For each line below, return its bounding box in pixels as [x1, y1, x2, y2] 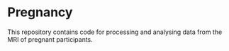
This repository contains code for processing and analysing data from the [7, 28, 223, 36]
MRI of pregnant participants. [7, 35, 94, 43]
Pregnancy [7, 4, 73, 21]
